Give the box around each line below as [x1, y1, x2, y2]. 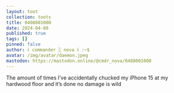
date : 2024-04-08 [6, 25, 49, 31]
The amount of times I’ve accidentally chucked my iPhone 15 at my [6, 74, 169, 81]
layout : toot [6, 8, 38, 15]
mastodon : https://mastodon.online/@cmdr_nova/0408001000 [6, 58, 152, 64]
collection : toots [6, 14, 51, 20]
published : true [6, 31, 46, 36]
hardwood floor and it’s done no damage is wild [6, 80, 122, 87]
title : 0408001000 [6, 19, 51, 25]
